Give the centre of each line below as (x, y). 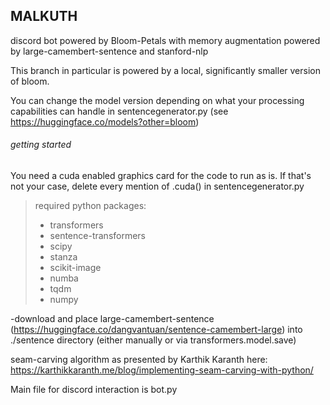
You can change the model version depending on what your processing (157, 100)
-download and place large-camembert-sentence (112, 319)
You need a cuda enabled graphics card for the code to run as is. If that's (161, 176)
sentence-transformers (98, 236)
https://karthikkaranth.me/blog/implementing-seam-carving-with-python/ (162, 370)
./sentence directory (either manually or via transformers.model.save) (153, 340)
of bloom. (30, 81)
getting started (41, 145)
